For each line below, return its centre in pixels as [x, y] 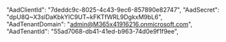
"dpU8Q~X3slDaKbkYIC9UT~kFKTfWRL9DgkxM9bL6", [84, 17]
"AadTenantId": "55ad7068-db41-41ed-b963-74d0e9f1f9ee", [93, 31]
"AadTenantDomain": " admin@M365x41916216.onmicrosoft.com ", [100, 24]
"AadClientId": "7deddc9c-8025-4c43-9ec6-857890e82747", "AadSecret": [113, 10]
